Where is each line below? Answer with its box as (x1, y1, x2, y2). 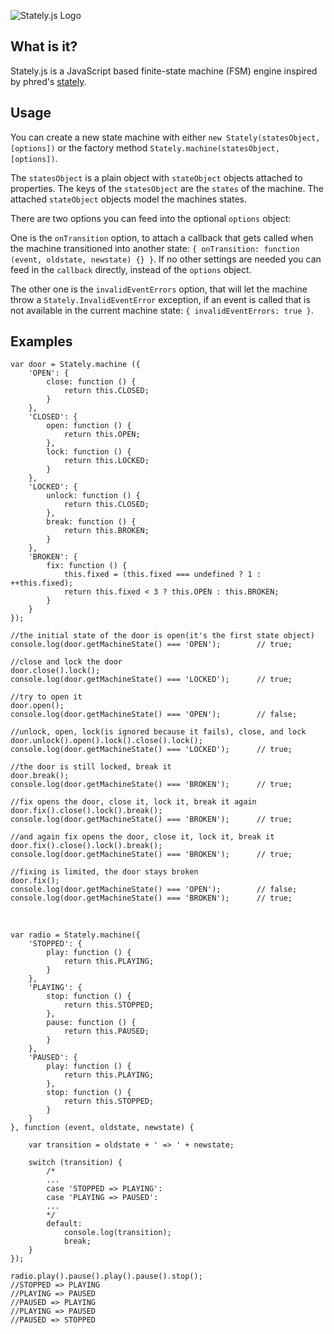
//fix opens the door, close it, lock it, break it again (10, 797, 257, 807)
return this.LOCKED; (63, 456, 150, 466)
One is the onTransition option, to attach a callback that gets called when (10, 231, 314, 244)
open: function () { (46, 421, 132, 431)
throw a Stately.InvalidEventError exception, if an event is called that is (10, 293, 311, 305)
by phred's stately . (10, 75, 87, 87)
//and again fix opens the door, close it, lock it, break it (10, 832, 275, 842)
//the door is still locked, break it (10, 762, 172, 772)
